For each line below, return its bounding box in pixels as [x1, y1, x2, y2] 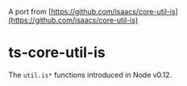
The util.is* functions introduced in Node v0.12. [8, 70, 172, 80]
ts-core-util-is [8, 43, 106, 62]
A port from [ [8, 7, 52, 16]
